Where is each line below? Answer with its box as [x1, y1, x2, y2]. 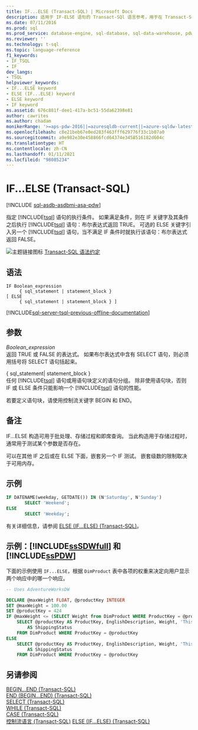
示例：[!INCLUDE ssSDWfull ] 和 [6, 541, 121, 551]
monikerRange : [6, 124, 41, 130]
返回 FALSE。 [6, 236, 39, 243]
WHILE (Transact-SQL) [6, 705, 62, 712]
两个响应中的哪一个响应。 [6, 574, 68, 581]
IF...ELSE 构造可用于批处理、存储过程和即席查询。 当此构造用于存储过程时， [6, 432, 190, 439]
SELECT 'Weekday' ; [24, 511, 70, 517]
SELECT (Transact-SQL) [6, 698, 65, 705]
